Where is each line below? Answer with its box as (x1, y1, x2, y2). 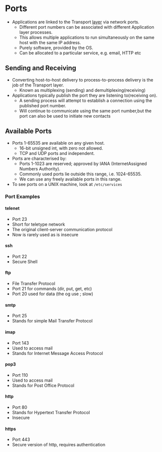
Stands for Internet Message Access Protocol (12, 350, 103, 356)
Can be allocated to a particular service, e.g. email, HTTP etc (19, 50, 142, 56)
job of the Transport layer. (12, 82, 64, 88)
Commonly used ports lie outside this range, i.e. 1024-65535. (19, 171, 142, 177)
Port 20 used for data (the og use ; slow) (12, 291, 94, 297)
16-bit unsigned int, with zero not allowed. (19, 145, 103, 151)
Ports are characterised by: (12, 155, 67, 161)
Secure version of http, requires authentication (12, 442, 106, 448)
